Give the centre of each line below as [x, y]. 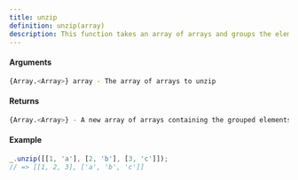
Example [26, 140]
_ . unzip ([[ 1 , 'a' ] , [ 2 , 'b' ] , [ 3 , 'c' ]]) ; [89, 159]
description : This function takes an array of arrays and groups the [141, 34]
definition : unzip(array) [57, 26]
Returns [24, 101]
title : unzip [33, 17]
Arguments [31, 62]
